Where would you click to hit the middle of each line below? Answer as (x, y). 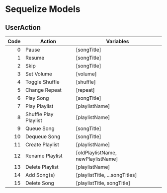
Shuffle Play (40, 114)
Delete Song (40, 183)
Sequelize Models (43, 9)
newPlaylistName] (97, 159)
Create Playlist (42, 145)
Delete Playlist (42, 167)
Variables (118, 41)
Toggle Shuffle (42, 82)
